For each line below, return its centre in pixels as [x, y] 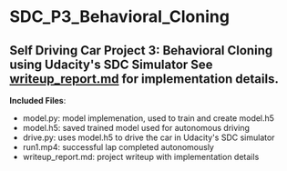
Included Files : [38, 101]
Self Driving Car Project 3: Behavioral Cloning [141, 50]
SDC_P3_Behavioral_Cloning [120, 17]
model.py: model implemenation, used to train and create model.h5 [149, 118]
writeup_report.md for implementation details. [144, 79]
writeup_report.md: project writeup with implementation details [141, 157]
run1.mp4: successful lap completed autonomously [118, 147]
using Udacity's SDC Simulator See [111, 64]
